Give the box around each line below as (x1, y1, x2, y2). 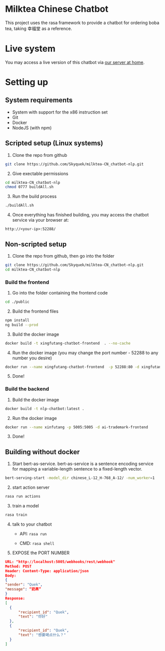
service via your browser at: (12, 217, 69, 223)
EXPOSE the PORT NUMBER (12, 550, 70, 556)
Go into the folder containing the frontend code (12, 290, 108, 296)
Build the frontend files (12, 308, 59, 314)
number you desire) (12, 355, 53, 361)
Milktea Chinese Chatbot (5, 3, 109, 15)
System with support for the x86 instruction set (12, 109, 108, 115)
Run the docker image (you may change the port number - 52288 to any (12, 350, 159, 355)
